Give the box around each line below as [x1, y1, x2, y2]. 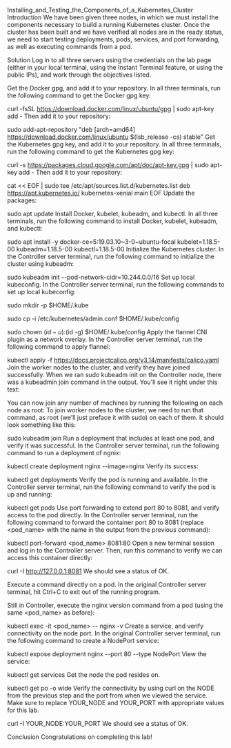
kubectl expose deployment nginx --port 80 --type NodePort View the [7, 650, 207, 658]
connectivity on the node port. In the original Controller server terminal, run [7, 629, 221, 637]
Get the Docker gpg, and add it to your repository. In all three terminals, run [7, 84, 221, 92]
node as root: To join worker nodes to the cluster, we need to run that [7, 406, 204, 414]
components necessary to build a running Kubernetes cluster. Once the [7, 21, 210, 28]
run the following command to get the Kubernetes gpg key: [7, 148, 174, 155]
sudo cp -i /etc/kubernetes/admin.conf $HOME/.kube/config [7, 314, 179, 323]
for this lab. [7, 706, 39, 714]
